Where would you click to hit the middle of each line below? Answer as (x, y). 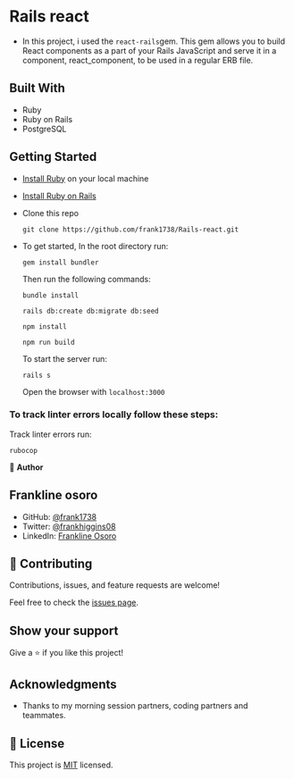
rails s (36, 375)
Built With (37, 88)
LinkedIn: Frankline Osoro (69, 536)
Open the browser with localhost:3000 (93, 391)
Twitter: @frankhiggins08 (69, 526)
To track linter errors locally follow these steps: (114, 415)
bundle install (50, 295)
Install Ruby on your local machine (85, 178)
